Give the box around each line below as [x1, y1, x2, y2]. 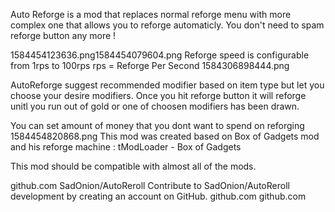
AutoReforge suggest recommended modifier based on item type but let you [10, 79, 325, 91]
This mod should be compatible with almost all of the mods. [10, 160, 257, 172]
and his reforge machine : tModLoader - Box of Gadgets [10, 141, 242, 153]
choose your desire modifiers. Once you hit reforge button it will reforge [10, 90, 307, 101]
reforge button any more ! [10, 30, 117, 41]
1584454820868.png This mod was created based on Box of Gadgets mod [10, 130, 320, 142]
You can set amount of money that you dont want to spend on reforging [10, 120, 305, 131]
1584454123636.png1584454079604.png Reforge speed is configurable [10, 49, 310, 61]
